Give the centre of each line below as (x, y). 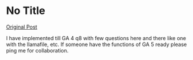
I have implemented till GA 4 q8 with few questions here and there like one (96, 38)
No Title (26, 11)
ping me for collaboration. (37, 50)
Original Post (22, 27)
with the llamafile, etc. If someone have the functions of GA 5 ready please (96, 44)
